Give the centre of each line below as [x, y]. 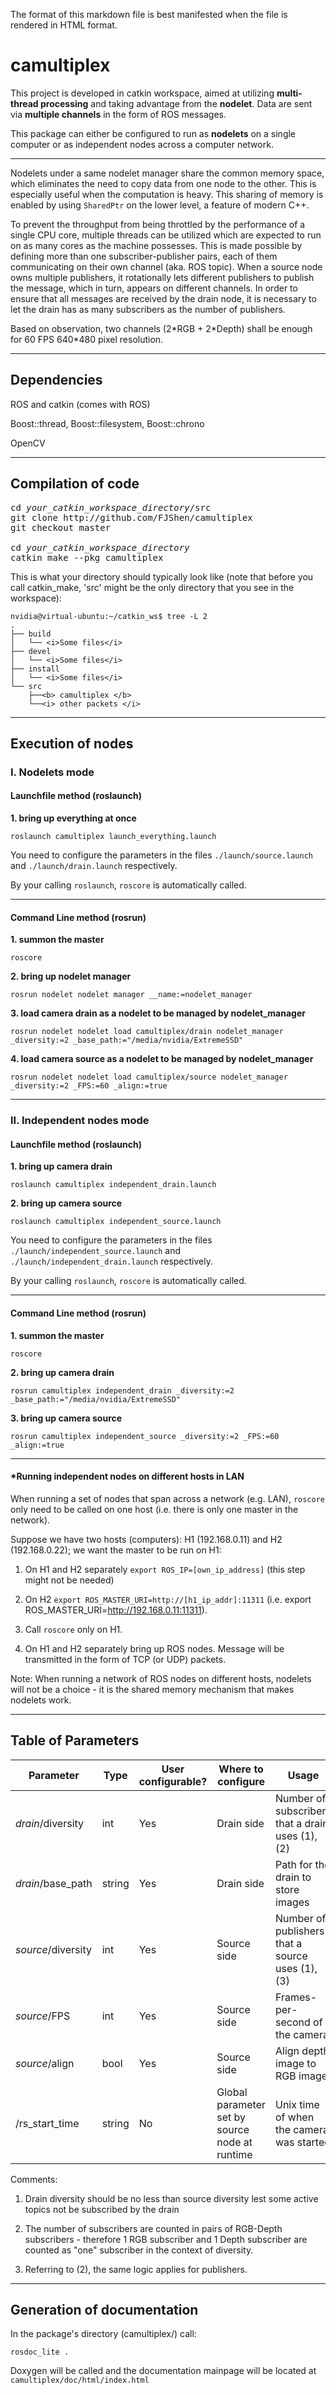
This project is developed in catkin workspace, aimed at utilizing [142, 93]
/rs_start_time [47, 2123]
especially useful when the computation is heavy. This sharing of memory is [167, 194]
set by [231, 2117]
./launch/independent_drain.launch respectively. [111, 1261]
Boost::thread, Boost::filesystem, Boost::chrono [107, 423]
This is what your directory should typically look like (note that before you [162, 576]
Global [232, 2092]
